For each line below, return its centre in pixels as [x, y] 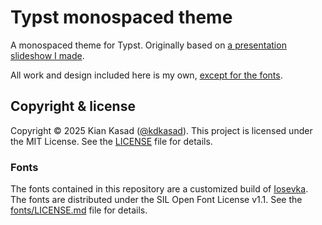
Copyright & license [73, 106]
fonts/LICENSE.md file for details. [79, 210]
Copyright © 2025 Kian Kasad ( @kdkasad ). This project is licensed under [161, 130]
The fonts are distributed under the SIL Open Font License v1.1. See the [156, 200]
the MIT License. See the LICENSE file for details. [111, 141]
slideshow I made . [47, 55]
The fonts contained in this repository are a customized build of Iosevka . [159, 189]
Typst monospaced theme [121, 17]
